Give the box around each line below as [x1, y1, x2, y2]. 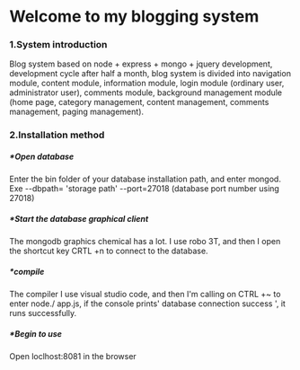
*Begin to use [9, 328, 63, 339]
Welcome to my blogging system [9, 6, 260, 27]
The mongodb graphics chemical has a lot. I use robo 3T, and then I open [9, 236, 281, 247]
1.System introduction [9, 39, 108, 51]
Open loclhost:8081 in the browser [9, 351, 137, 362]
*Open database [9, 151, 75, 162]
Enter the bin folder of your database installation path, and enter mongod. [9, 173, 281, 185]
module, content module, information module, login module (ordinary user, [9, 78, 285, 89]
